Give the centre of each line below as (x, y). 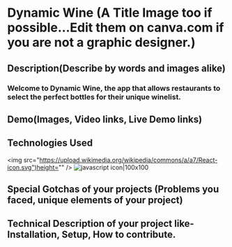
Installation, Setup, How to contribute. (92, 235)
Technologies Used (50, 143)
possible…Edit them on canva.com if (116, 28)
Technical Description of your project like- (101, 224)
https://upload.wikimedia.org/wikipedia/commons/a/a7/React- (129, 160)
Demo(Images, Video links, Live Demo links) (105, 119)
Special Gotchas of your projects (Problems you (113, 189)
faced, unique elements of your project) (95, 200)
